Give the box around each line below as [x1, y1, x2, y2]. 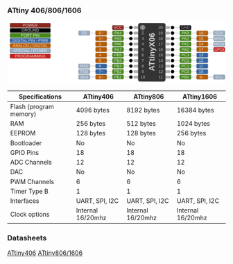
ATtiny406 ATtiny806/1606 [7, 249, 83, 257]
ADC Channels [10, 158, 52, 167]
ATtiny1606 [182, 92, 217, 101]
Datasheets [7, 233, 47, 242]
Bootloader [10, 138, 42, 147]
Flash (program [10, 102, 54, 110]
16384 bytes [176, 106, 214, 115]
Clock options [10, 210, 50, 218]
